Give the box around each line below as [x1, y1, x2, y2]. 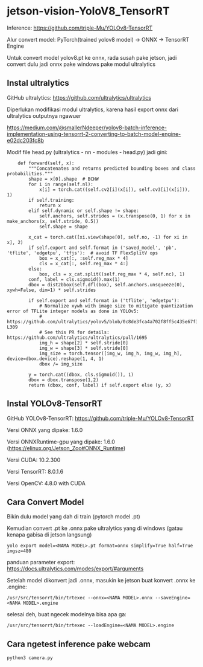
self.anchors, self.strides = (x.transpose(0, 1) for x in [39, 213, 190, 219]
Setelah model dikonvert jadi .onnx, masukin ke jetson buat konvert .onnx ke [7, 577, 196, 584]
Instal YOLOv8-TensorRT [7, 399, 103, 409]
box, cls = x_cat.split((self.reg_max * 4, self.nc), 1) [39, 271, 186, 277]
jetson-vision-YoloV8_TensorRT [7, 4, 170, 18]
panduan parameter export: [7, 559, 75, 566]
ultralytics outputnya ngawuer [7, 112, 81, 119]
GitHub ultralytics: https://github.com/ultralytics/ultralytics [7, 94, 152, 101]
